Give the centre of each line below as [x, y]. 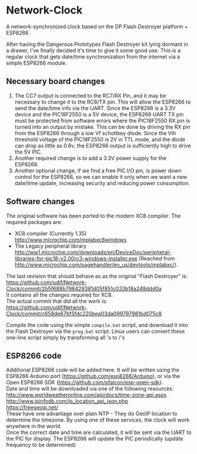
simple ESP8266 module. [37, 63]
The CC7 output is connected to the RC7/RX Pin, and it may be [90, 95]
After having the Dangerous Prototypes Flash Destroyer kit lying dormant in [97, 44]
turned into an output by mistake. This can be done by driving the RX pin [102, 126]
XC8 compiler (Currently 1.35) [51, 233]
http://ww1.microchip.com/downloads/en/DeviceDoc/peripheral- [93, 252]
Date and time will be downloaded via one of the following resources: [90, 389]
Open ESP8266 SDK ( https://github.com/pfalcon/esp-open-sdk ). [85, 382]
